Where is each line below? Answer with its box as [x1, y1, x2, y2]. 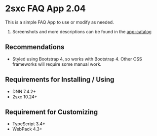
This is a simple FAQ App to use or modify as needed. [5, 19, 115, 25]
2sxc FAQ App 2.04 [5, 3, 86, 14]
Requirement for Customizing [5, 108, 98, 116]
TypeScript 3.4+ [12, 121, 46, 127]
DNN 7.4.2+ [12, 88, 36, 94]
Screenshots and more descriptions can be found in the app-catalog [12, 28, 152, 34]
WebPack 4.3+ [12, 126, 43, 132]
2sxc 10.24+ [12, 94, 38, 100]
